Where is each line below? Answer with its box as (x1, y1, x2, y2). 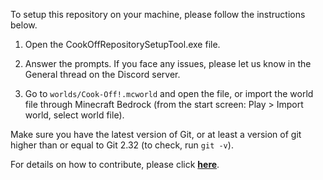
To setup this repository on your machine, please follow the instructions (10, 9, 306, 20)
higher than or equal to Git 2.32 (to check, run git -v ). (10, 139, 234, 151)
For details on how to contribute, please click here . (10, 159, 220, 170)
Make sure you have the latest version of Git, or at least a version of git (10, 129, 302, 140)
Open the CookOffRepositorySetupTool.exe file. (24, 39, 221, 50)
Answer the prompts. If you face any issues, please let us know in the (24, 58, 312, 69)
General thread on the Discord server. (24, 69, 181, 80)
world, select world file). (24, 109, 125, 121)
